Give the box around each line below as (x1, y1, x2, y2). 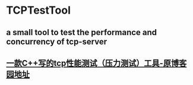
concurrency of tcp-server (6, 36, 107, 46)
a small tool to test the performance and (6, 27, 157, 37)
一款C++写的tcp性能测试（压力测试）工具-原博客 (6, 58, 187, 68)
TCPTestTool (6, 4, 71, 17)
